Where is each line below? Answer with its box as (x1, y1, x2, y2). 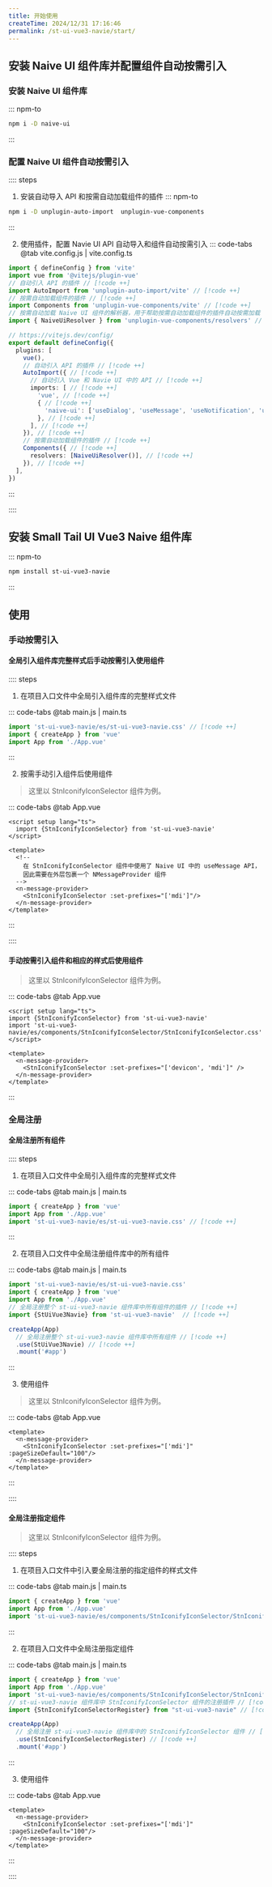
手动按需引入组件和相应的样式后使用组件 (8, 956, 143, 966)
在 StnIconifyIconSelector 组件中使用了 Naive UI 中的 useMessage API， (23, 862, 261, 870)
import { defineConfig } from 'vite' (8, 264, 136, 272)
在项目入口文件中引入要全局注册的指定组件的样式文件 (19, 1566, 198, 1575)
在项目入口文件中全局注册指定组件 (19, 1644, 134, 1654)
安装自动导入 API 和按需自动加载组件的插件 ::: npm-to (19, 192, 198, 202)
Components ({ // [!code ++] (23, 444, 117, 453)
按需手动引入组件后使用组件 (19, 769, 113, 779)
